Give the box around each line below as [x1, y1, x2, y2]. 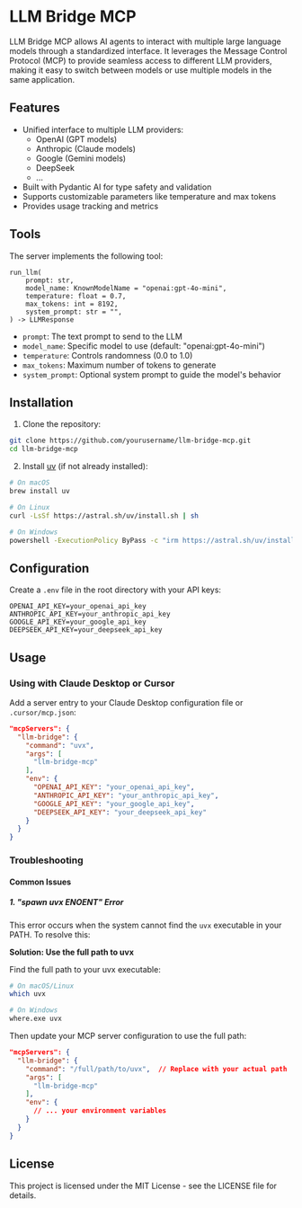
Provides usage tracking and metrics [22, 200, 159, 211]
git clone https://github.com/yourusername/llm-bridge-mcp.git [9, 436, 252, 446]
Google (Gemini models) [35, 153, 127, 164]
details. [9, 1189, 37, 1201]
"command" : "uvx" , [25, 741, 94, 750]
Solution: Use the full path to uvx [9, 946, 135, 957]
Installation [9, 395, 74, 410]
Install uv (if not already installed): [22, 461, 148, 472]
